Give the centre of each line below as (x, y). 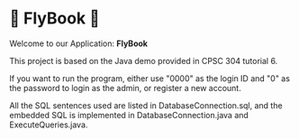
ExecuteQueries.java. (49, 125)
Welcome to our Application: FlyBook (79, 43)
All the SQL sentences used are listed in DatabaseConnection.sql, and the (146, 105)
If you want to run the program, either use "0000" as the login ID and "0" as (150, 78)
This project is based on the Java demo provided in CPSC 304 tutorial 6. (144, 60)
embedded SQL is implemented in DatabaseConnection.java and (129, 115)
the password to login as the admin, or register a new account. (125, 88)
